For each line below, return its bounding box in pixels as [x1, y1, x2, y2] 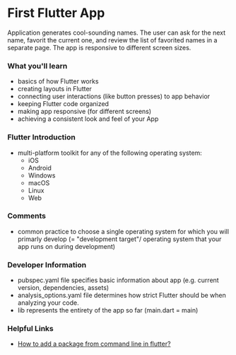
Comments [7, 211, 46, 221]
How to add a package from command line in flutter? [17, 339, 171, 348]
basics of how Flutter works [17, 77, 99, 86]
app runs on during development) [17, 242, 115, 250]
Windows [28, 171, 56, 180]
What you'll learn [7, 61, 68, 71]
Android [28, 163, 52, 172]
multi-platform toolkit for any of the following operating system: [17, 149, 203, 157]
